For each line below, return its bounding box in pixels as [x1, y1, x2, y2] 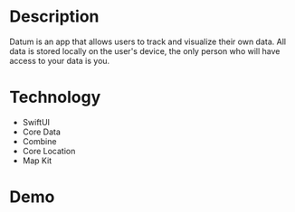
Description [9, 6, 100, 27]
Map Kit [22, 155, 52, 166]
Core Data [22, 126, 62, 137]
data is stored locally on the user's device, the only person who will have [9, 45, 281, 56]
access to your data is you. [9, 55, 110, 66]
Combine [22, 135, 57, 146]
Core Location [22, 145, 76, 156]
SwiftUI [22, 116, 51, 127]
